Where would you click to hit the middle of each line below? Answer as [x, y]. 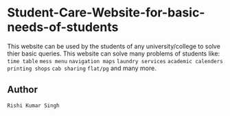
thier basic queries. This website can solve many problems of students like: [114, 54]
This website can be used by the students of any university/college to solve [114, 46]
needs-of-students [63, 27]
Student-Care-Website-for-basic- [106, 13]
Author [22, 90]
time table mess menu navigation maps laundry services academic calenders [115, 61]
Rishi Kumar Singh [33, 105]
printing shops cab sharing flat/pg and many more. [82, 68]
